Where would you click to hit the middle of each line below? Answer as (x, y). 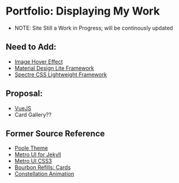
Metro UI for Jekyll (38, 155)
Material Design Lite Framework (54, 68)
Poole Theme (31, 148)
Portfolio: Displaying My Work (83, 11)
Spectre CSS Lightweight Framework (61, 75)
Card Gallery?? (33, 115)
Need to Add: (31, 47)
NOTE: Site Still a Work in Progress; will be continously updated (94, 28)
